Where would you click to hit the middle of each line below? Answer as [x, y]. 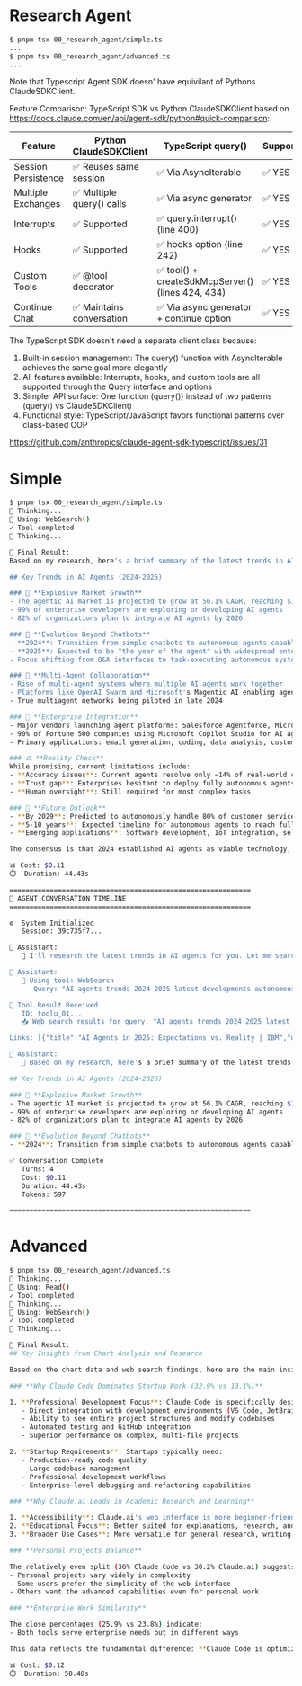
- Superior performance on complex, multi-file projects [130, 1436]
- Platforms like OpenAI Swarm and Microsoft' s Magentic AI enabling [142, 693]
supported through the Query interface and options [117, 386]
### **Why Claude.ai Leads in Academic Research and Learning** [132, 1502]
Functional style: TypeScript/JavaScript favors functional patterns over [153, 415]
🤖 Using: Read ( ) [40, 1287]
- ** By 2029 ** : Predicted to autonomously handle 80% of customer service [152, 816]
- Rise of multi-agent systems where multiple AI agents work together [146, 684]
